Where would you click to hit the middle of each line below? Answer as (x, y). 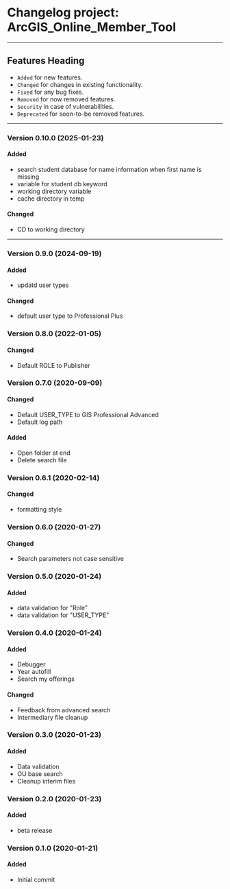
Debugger (31, 664)
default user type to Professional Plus (70, 316)
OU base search (40, 774)
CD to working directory (51, 229)
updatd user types (43, 285)
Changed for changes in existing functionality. (80, 84)
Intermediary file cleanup (52, 717)
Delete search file (42, 460)
